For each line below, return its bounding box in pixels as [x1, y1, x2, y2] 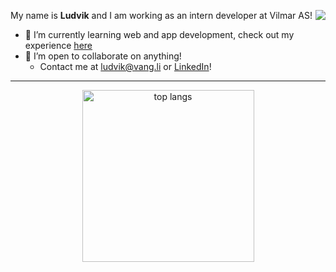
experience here [24, 40, 93, 51]
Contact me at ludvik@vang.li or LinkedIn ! [39, 61, 212, 72]
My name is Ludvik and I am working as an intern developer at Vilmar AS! [10, 10, 313, 21]
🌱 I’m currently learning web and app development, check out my [24, 29, 295, 40]
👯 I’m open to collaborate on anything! [24, 50, 182, 62]
